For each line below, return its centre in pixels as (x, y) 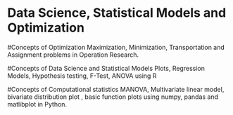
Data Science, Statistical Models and (117, 13)
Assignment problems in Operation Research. (73, 55)
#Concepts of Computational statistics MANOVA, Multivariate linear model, (116, 89)
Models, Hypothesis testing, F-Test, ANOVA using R (82, 76)
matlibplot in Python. (37, 104)
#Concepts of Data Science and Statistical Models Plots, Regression (106, 68)
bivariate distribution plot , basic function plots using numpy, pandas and (113, 97)
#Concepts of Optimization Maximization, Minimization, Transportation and (116, 47)
